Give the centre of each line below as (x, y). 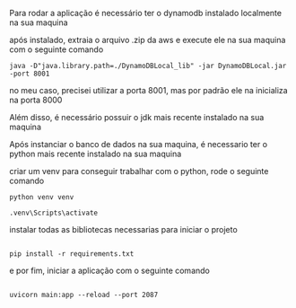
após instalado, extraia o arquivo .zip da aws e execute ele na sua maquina (148, 40)
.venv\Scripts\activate (54, 213)
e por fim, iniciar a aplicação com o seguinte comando (110, 270)
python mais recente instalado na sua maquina (96, 154)
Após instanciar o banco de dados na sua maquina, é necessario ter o (138, 144)
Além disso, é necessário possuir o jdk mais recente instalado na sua (137, 117)
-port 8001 (30, 74)
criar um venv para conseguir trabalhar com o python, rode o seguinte (139, 171)
